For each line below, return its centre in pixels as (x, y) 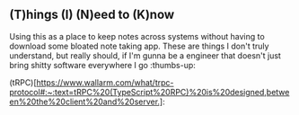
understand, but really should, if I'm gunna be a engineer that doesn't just (145, 55)
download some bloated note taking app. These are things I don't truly (139, 46)
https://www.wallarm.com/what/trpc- (105, 82)
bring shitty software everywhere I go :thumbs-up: (102, 65)
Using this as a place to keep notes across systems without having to (137, 36)
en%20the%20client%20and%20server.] (86, 102)
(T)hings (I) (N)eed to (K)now (92, 15)
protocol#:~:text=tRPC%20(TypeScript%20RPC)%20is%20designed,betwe (149, 92)
